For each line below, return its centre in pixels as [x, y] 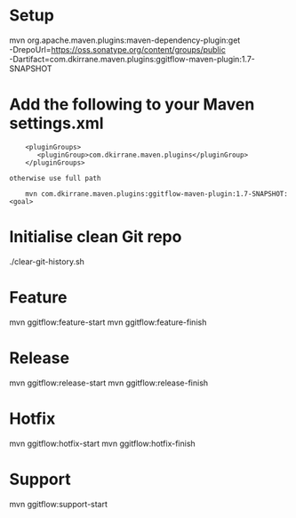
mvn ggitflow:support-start [59, 504]
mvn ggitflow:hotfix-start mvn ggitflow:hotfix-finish [102, 443]
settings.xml [56, 123]
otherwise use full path [55, 178]
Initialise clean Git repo [96, 237]
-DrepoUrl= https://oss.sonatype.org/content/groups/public [118, 49]
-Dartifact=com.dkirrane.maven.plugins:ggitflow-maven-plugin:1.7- [132, 59]
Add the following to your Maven [132, 105]
